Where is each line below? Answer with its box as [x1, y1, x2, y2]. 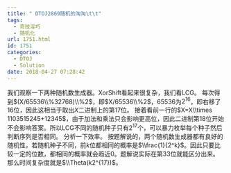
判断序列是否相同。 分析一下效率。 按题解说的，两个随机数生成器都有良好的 [7, 132, 223, 140]
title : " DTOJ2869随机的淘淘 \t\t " [7, 10, 102, 17]
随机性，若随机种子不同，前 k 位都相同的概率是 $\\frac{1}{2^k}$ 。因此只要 [7, 140, 215, 149]
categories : [7, 49, 42, 56]
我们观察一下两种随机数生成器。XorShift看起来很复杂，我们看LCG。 [7, 88, 200, 97]
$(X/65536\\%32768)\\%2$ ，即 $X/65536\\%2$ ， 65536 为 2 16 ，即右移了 [13, 96, 221, 106]
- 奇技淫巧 [13, 23, 41, 30]
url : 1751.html [7, 36, 51, 43]
